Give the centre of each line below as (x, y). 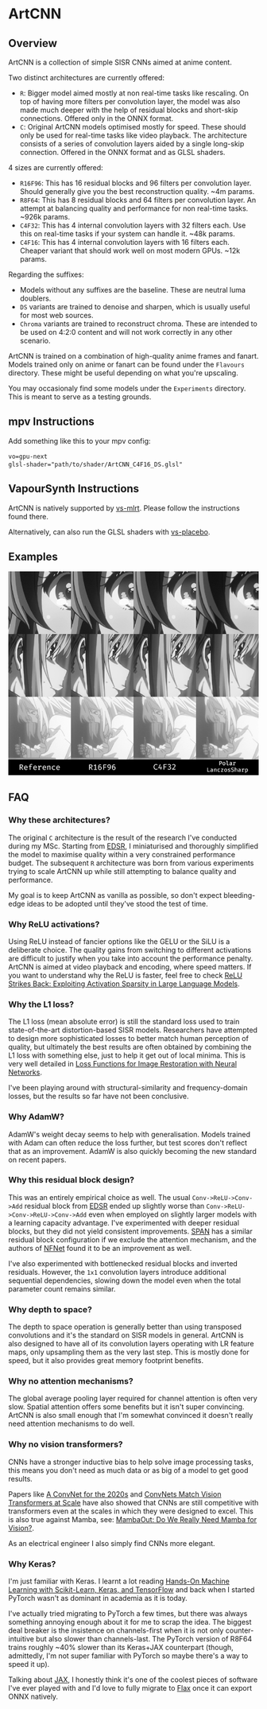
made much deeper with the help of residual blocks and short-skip (129, 110)
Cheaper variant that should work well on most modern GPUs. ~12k (130, 251)
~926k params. (44, 217)
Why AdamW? (37, 1117)
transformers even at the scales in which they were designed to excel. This (131, 1511)
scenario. (35, 340)
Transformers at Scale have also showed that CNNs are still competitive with (133, 1502)
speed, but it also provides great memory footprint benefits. (106, 1361)
